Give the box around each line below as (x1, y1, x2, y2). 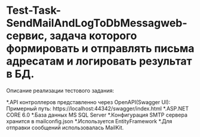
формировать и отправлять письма (6, 42, 195, 56)
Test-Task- (6, 4, 61, 17)
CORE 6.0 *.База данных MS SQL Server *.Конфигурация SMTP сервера (6, 111, 187, 118)
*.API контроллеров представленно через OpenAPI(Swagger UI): (6, 98, 171, 105)
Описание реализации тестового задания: (6, 87, 114, 94)
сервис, (6, 29, 48, 42)
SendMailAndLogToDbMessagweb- (6, 16, 187, 30)
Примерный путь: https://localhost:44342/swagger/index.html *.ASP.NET (6, 105, 189, 112)
